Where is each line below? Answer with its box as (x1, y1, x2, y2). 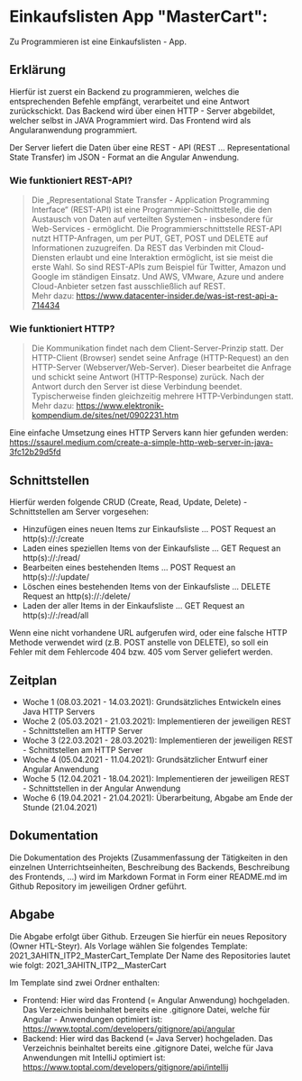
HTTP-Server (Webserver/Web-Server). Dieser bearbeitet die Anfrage (31, 362, 292, 373)
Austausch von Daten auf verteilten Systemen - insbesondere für (31, 214, 273, 224)
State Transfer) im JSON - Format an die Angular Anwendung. (9, 151, 240, 162)
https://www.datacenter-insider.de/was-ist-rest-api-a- (76, 290, 279, 301)
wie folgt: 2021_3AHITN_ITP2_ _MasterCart (9, 959, 167, 970)
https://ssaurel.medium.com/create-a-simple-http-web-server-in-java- (9, 437, 273, 448)
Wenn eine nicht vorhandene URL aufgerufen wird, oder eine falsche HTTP (9, 628, 288, 638)
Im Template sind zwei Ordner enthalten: (9, 976, 160, 988)
